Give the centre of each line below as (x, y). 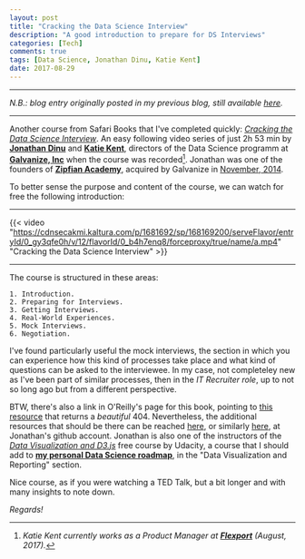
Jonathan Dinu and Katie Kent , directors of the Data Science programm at (149, 148)
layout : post (34, 18)
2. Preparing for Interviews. (67, 302)
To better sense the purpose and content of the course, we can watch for (147, 186)
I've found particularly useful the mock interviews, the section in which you (150, 350)
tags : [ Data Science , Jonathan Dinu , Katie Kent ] (105, 60)
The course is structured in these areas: (84, 277)
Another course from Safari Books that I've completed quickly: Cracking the (151, 129)
